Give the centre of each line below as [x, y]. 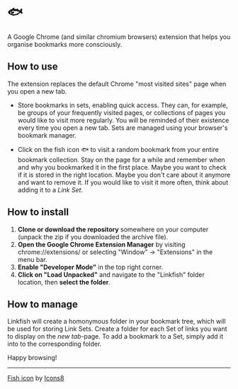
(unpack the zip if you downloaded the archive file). [93, 236]
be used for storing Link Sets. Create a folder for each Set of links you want [117, 329]
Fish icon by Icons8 [36, 378]
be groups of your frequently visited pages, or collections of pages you [121, 112]
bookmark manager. [47, 135]
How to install [38, 212]
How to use [33, 67]
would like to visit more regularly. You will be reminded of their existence [123, 120]
